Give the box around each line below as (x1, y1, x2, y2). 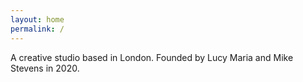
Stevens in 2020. (10, 62, 80, 74)
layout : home (10, 14, 65, 25)
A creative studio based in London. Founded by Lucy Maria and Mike (10, 51, 294, 63)
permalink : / (10, 24, 65, 34)
